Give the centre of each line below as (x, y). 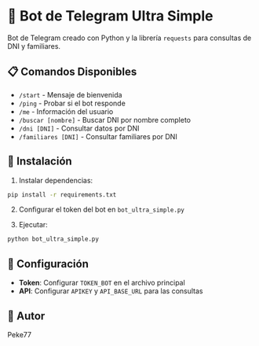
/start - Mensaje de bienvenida (70, 94)
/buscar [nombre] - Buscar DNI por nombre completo (105, 120)
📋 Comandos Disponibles (72, 72)
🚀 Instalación (40, 162)
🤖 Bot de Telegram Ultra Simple (110, 16)
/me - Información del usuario (66, 111)
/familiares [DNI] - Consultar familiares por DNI (98, 136)
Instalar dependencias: (56, 180)
